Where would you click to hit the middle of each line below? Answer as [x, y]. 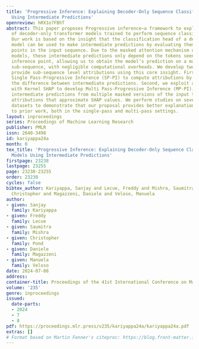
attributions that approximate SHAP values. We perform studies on [97, 100]
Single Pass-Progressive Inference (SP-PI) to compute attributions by [102, 78]
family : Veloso [30, 266]
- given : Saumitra [29, 227]
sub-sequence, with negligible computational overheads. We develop [98, 67]
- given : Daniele [28, 249]
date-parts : [26, 304]
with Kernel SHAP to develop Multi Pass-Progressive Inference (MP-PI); [103, 89]
